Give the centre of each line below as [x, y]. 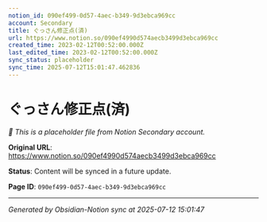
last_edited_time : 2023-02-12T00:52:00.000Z [83, 53]
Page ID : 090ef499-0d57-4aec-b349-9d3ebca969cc [87, 186]
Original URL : [31, 147]
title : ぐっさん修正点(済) [48, 30]
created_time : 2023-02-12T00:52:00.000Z [76, 45]
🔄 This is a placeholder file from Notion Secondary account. [106, 131]
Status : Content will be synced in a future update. [90, 171]
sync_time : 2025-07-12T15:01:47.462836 [74, 68]
